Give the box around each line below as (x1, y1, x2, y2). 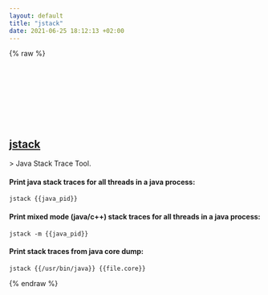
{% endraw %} (9, 278, 59, 288)
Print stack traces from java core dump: (9, 247, 144, 256)
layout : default (9, 11, 63, 20)
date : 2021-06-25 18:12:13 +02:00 (9, 27, 125, 35)
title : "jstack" (9, 19, 63, 27)
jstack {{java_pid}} (9, 195, 79, 203)
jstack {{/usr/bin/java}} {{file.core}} (9, 264, 147, 272)
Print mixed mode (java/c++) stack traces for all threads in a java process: (9, 211, 261, 221)
